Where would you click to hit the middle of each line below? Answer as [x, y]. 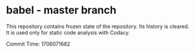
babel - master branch [61, 10]
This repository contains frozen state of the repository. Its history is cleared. [97, 26]
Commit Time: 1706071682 [38, 44]
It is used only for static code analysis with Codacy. [68, 32]
